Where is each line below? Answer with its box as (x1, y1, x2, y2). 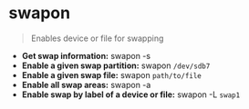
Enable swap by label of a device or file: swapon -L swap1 (21, 89, 241, 100)
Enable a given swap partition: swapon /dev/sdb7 (21, 60, 211, 71)
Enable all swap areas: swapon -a (21, 79, 151, 90)
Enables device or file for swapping (30, 33, 164, 44)
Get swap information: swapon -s (21, 50, 151, 61)
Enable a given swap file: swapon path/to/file (21, 69, 202, 80)
